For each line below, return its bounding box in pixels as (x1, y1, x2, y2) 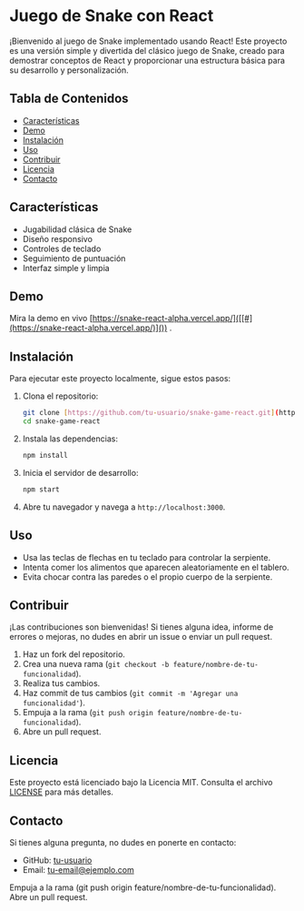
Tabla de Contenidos (9, 91, 129, 106)
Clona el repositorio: (22, 390, 99, 401)
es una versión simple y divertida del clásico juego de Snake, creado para (9, 45, 285, 56)
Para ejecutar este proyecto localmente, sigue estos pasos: (9, 373, 231, 384)
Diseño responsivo (22, 233, 93, 244)
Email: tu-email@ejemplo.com (22, 864, 134, 875)
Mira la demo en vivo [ (9, 313, 93, 324)
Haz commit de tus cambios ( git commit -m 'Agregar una (22, 688, 239, 699)
